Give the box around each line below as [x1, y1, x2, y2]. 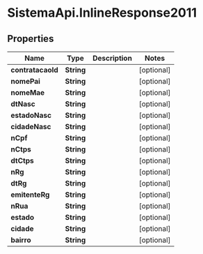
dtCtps [10, 156, 34, 165]
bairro [10, 235, 31, 245]
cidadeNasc [10, 122, 51, 131]
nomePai [10, 77, 40, 86]
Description [92, 54, 132, 63]
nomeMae [10, 88, 45, 97]
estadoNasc [10, 110, 52, 120]
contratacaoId [10, 65, 59, 75]
